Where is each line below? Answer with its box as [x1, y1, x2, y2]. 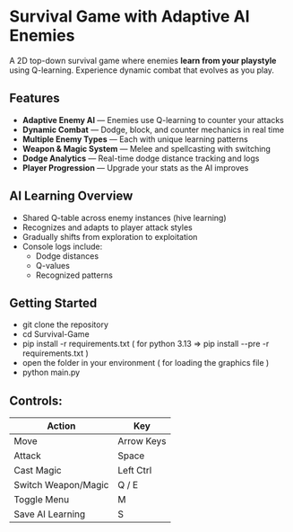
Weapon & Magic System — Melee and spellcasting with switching [22, 143, 271, 154]
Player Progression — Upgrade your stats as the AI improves [22, 162, 249, 173]
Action [47, 420, 76, 432]
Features [9, 91, 60, 106]
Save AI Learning [13, 508, 86, 520]
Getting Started [9, 295, 98, 311]
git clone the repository [22, 319, 109, 330]
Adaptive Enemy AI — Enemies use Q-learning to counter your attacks [22, 114, 284, 125]
